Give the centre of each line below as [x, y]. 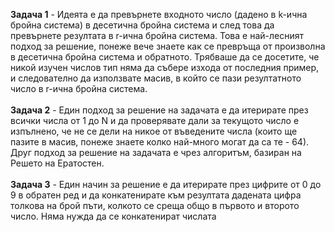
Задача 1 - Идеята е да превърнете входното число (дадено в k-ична [159, 14]
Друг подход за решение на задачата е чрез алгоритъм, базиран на [156, 152]
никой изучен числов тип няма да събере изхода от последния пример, [165, 67]
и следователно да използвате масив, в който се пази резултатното [156, 78]
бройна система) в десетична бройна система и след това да [142, 25]
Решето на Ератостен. [57, 163]
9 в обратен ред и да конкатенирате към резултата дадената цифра [156, 195]
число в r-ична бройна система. [79, 88]
